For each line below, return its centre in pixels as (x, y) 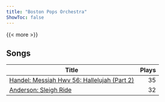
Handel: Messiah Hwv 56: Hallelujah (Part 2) (72, 80)
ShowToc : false (25, 17)
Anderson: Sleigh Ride (40, 90)
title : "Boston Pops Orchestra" (46, 12)
